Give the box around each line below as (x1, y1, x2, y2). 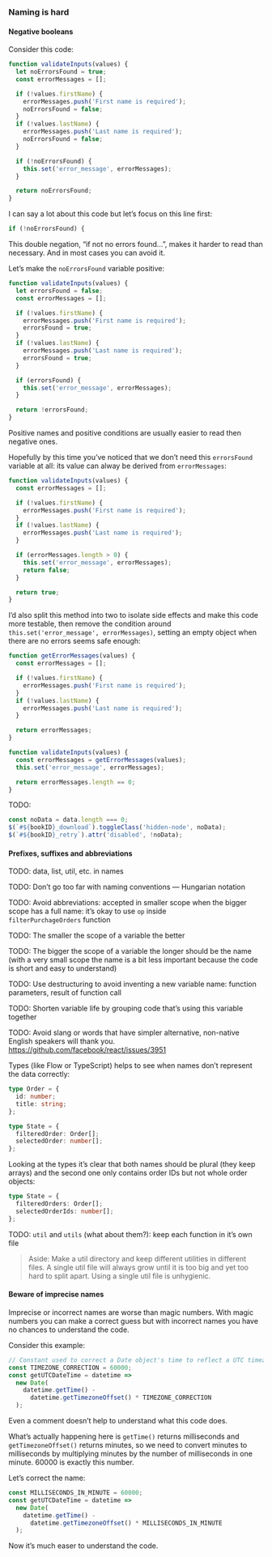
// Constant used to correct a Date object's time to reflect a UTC (8, 1355, 244, 1364)
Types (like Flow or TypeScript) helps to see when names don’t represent (8, 1061, 253, 1070)
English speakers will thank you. (8, 1036, 116, 1046)
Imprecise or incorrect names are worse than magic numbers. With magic (8, 1307, 254, 1317)
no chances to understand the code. (8, 1325, 130, 1334)
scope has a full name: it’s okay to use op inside (8, 906, 167, 917)
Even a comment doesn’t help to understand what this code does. (8, 1416, 228, 1426)
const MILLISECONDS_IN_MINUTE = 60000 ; (8, 1489, 143, 1497)
